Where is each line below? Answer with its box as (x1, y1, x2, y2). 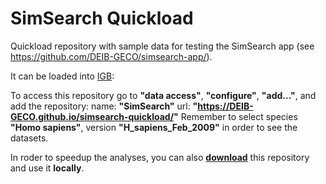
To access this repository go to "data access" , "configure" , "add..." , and (10, 89, 317, 101)
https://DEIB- (197, 100, 254, 112)
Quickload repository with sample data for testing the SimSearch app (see (10, 40, 315, 52)
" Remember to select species (173, 110, 298, 122)
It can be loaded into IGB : (10, 70, 115, 82)
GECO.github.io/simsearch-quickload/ (10, 110, 175, 122)
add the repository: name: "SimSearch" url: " (10, 100, 198, 112)
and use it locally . (10, 162, 85, 174)
